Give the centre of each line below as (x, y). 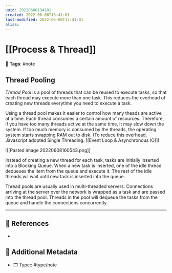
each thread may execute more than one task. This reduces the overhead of (85, 98)
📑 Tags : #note (20, 64)
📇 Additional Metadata (41, 252)
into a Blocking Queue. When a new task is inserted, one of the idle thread (83, 165)
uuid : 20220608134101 (28, 10)
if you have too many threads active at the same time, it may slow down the (85, 124)
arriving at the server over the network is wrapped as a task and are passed (85, 192)
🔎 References (27, 224)
